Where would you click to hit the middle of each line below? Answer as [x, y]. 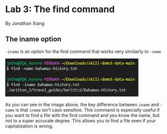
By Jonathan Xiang [25, 23]
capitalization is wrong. [29, 126]
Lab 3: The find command [60, 9]
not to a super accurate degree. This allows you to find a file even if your [81, 120]
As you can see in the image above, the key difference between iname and [82, 104]
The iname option [33, 39]
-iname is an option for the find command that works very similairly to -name [83, 51]
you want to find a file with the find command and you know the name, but [82, 115]
